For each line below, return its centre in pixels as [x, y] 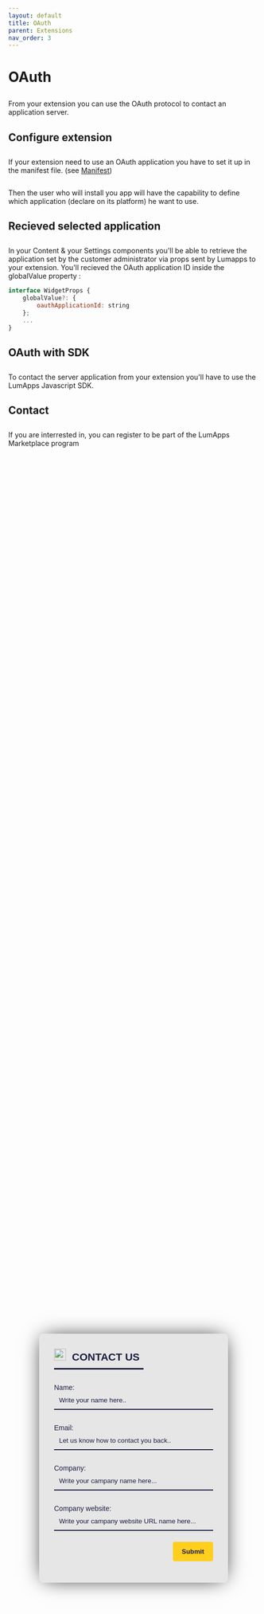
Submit [193, 1551]
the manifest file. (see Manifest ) [60, 170]
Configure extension [60, 137]
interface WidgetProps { [49, 291]
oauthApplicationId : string [83, 305]
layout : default [35, 16]
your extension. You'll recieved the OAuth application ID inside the [116, 268]
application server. [39, 112]
